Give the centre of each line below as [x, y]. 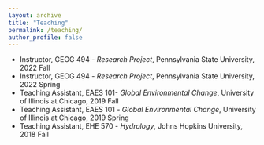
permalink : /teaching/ [45, 30]
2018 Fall [34, 135]
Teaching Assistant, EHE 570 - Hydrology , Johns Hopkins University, [131, 126]
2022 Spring [40, 85]
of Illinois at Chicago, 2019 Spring [74, 118]
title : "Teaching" [38, 23]
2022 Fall [35, 68]
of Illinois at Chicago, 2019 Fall [69, 101]
